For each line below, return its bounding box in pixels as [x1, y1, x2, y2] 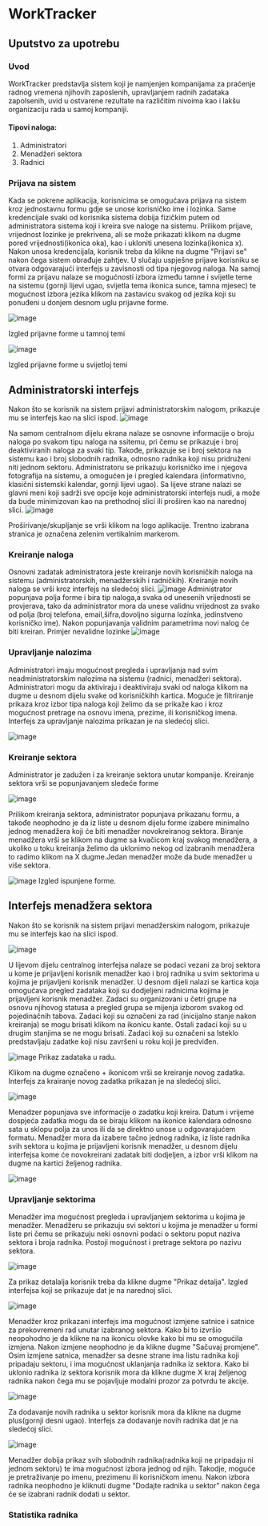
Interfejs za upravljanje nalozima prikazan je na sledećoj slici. [8, 716, 210, 726]
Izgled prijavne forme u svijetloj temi [8, 360, 128, 369]
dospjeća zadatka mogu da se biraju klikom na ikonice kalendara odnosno [8, 1115, 252, 1125]
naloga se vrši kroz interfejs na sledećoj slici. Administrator [8, 584, 233, 594]
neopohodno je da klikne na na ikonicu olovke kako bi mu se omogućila [8, 1334, 243, 1343]
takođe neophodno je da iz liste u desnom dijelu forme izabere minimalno [8, 818, 250, 827]
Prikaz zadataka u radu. [38, 1052, 117, 1061]
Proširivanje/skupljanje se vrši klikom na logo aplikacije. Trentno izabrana [8, 521, 250, 530]
